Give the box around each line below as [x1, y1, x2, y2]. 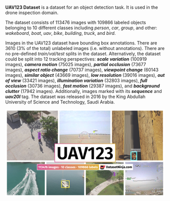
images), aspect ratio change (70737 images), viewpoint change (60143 [5, 67, 159, 73]
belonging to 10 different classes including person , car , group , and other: [5, 25, 158, 31]
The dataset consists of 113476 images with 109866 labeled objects [5, 20, 146, 25]
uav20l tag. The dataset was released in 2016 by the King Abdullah [5, 93, 146, 99]
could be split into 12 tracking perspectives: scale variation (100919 [5, 56, 147, 62]
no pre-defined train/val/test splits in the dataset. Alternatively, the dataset [5, 51, 161, 57]
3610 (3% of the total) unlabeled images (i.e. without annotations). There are [5, 45, 165, 51]
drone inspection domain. [5, 10, 59, 16]
